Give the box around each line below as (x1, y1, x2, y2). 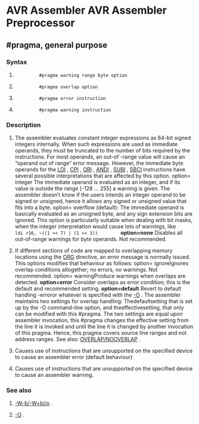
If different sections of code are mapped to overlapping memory (14, 247, 173, 254)
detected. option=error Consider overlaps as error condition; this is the (14, 279, 191, 286)
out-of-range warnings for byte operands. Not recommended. (14, 236, 167, 243)
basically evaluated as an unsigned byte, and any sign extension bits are (14, 210, 192, 217)
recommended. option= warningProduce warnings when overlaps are (14, 272, 186, 280)
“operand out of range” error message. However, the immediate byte (14, 160, 184, 167)
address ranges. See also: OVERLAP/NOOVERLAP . (14, 336, 141, 343)
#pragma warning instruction (39, 107, 111, 113)
